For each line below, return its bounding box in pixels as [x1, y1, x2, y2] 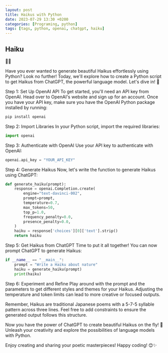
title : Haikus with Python [5, 12, 62, 17]
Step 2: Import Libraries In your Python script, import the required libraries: [5, 123, 160, 129]
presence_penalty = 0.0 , [23, 219, 71, 224]
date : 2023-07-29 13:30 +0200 [5, 17, 69, 22]
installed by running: [5, 104, 48, 110]
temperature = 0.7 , [23, 200, 59, 206]
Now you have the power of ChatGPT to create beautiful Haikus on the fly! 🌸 [5, 321, 163, 328]
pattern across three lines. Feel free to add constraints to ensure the [5, 306, 146, 313]
